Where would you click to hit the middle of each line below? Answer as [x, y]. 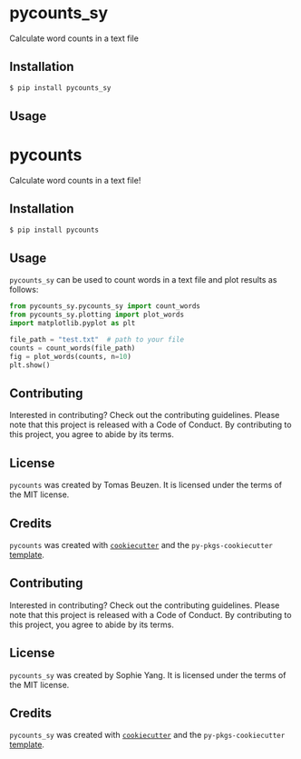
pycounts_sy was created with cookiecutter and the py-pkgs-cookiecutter [147, 735]
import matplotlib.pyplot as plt [73, 324]
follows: [24, 290]
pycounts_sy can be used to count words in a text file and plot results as [143, 280]
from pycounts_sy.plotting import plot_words [97, 315]
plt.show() [30, 365]
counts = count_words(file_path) [73, 348]
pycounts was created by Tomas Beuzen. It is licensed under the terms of [146, 485]
